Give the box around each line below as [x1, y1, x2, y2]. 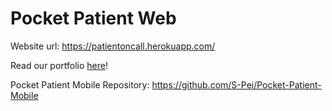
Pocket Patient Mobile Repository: [10, 78, 150, 91]
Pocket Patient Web [10, 7, 177, 30]
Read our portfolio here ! [10, 59, 109, 71]
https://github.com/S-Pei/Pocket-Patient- [151, 78, 322, 91]
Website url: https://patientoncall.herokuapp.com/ [10, 40, 216, 52]
